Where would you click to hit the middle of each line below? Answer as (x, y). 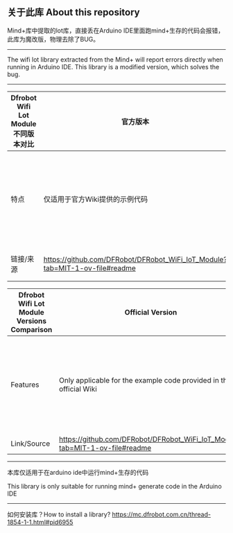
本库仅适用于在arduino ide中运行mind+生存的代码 (78, 472)
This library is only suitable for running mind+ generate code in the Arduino (114, 486)
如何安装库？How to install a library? (59, 514)
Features (25, 385)
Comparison (32, 329)
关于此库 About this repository (74, 12)
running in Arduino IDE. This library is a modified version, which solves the (113, 67)
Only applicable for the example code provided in (139, 380)
